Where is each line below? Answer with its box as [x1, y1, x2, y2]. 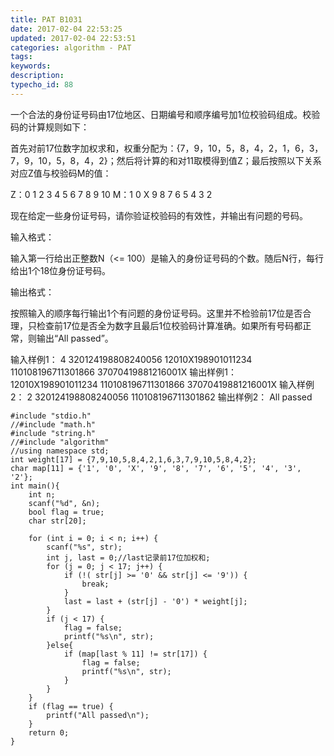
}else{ [46, 640, 74, 650]
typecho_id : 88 [10, 80, 74, 90]
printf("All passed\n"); [46, 710, 150, 720]
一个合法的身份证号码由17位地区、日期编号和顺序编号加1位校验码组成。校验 [10, 108, 321, 120]
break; [81, 579, 110, 589]
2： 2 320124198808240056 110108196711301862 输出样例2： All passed [10, 391, 313, 403]
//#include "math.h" [10, 419, 97, 430]
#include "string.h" [10, 428, 97, 438]
